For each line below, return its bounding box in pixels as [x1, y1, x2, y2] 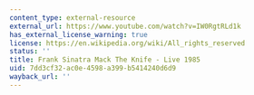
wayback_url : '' [9, 72, 71, 81]
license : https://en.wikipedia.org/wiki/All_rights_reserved [9, 38, 246, 48]
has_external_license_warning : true [9, 30, 148, 39]
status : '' [9, 47, 51, 56]
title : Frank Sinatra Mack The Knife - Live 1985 [9, 55, 201, 64]
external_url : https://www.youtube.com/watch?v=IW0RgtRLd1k [9, 22, 242, 31]
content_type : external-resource [9, 13, 136, 23]
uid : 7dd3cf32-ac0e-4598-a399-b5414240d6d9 [9, 64, 177, 73]
